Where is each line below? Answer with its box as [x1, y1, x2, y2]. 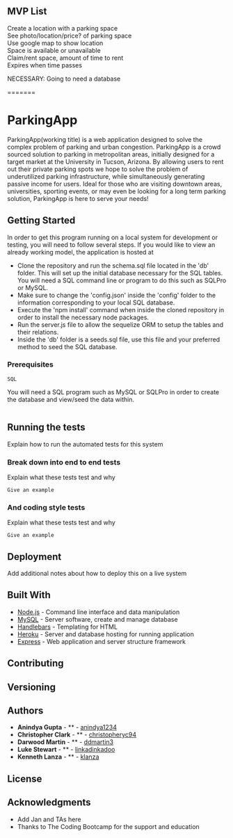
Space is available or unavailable [7, 46, 101, 54]
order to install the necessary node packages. [17, 313, 150, 321]
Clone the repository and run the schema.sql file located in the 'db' [17, 261, 209, 270]
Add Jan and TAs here [17, 815, 81, 823]
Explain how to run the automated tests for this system [7, 440, 163, 448]
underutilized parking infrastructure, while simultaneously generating [7, 172, 205, 180]
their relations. [17, 328, 59, 336]
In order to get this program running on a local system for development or [7, 233, 218, 241]
